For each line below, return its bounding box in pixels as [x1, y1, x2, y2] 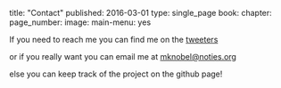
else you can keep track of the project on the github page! [9, 68, 223, 79]
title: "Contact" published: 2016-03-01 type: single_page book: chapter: [9, 8, 272, 18]
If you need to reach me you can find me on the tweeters [9, 35, 219, 44]
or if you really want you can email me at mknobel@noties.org [9, 52, 236, 61]
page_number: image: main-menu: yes [9, 17, 152, 28]
